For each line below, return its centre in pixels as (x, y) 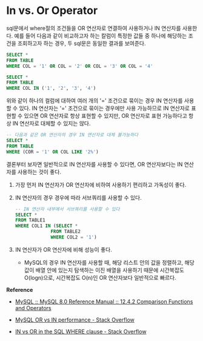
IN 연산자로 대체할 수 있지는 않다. (52, 123)
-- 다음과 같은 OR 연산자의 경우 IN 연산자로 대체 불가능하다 (72, 135)
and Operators (33, 308)
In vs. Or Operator (52, 11)
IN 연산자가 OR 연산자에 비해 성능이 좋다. (63, 249)
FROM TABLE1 (30, 220)
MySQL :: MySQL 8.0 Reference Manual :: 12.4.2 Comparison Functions (104, 302)
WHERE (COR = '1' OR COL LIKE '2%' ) (52, 152)
